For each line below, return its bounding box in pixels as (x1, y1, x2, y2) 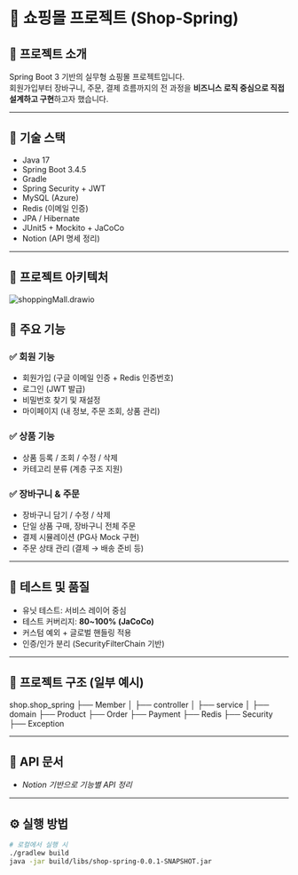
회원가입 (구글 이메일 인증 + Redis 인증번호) (21, 372, 175, 383)
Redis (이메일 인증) (21, 203, 89, 213)
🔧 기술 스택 (9, 131, 67, 146)
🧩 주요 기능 (9, 322, 67, 338)
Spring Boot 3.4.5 (21, 163, 87, 174)
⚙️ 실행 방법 (9, 816, 69, 831)
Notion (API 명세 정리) (21, 233, 100, 243)
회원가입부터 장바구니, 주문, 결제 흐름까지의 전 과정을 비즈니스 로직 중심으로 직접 (9, 83, 286, 93)
